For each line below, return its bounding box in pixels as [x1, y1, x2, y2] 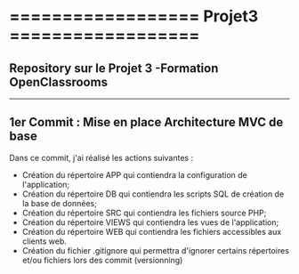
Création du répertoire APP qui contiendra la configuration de [21, 169, 247, 180]
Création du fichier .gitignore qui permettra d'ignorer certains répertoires [21, 245, 289, 255]
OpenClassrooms [9, 74, 109, 90]
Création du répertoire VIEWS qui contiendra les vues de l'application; [21, 216, 279, 228]
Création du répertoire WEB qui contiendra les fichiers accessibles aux [21, 226, 282, 237]
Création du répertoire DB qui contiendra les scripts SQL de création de [21, 189, 285, 199]
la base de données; [21, 197, 98, 208]
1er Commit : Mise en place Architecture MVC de [9, 115, 284, 130]
